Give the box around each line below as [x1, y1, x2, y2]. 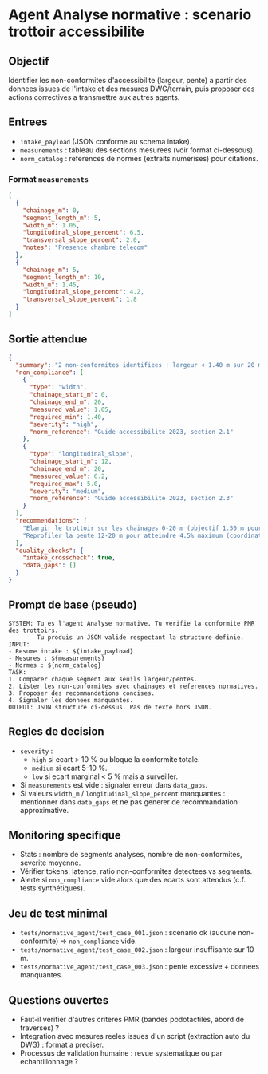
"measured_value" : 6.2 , [29, 472, 109, 480]
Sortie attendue [8, 333, 88, 346]
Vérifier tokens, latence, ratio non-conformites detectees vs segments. [19, 867, 253, 876]
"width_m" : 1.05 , [22, 221, 81, 229]
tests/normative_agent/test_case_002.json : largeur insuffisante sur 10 [19, 945, 254, 954]
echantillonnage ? [19, 1056, 78, 1066]
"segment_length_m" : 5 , [22, 214, 102, 222]
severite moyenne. [19, 858, 81, 867]
